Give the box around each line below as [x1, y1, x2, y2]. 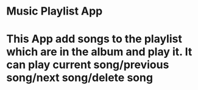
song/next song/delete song [6, 71, 154, 85]
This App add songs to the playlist [6, 32, 183, 46]
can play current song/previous [6, 58, 169, 72]
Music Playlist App [6, 4, 103, 18]
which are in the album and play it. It [6, 45, 193, 59]
